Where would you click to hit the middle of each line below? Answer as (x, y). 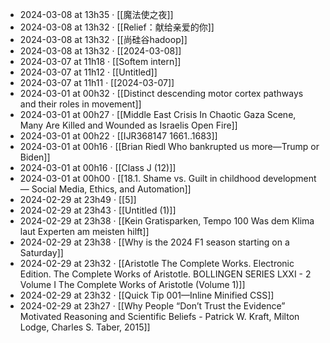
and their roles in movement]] (80, 104)
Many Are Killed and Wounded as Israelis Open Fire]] (128, 125)
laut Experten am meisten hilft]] (84, 231)
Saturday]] (41, 252)
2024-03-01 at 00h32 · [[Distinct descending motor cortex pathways (161, 93)
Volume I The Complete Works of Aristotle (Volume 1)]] (132, 284)
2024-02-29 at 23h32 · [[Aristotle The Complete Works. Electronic (157, 263)
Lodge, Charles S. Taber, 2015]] (85, 327)
